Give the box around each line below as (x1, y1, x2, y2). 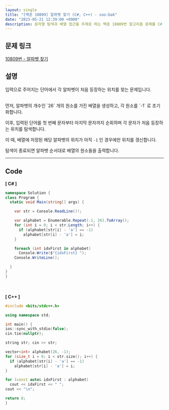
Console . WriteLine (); (14, 255, 59, 260)
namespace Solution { (5, 190, 51, 195)
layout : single (5, 7, 37, 13)
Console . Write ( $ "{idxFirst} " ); (18, 251, 87, 256)
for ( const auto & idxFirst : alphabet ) (5, 377, 89, 382)
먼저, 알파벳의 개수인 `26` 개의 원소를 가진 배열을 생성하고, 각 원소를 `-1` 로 (5, 102, 151, 109)
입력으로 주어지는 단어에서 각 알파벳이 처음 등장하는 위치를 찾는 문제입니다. (5, 86, 152, 93)
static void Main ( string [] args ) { (10, 200, 84, 205)
